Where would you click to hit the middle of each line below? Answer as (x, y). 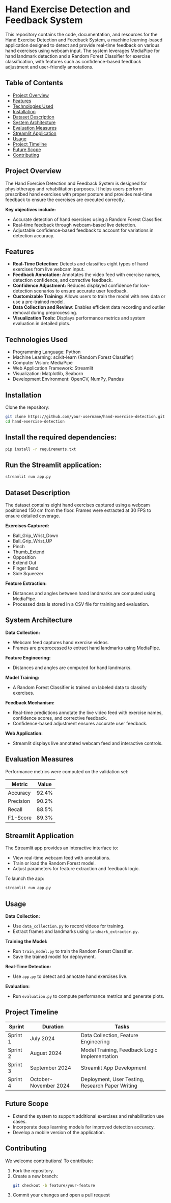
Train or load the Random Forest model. (54, 863)
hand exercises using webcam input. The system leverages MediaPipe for (83, 51)
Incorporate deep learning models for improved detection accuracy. (84, 1127)
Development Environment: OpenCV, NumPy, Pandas (68, 379)
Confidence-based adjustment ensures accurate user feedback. (80, 723)
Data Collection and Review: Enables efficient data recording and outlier (89, 307)
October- (41, 1079)
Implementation (99, 1056)
